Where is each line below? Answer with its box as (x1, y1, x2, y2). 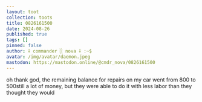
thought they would (6, 89, 55, 96)
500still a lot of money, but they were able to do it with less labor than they (6, 82, 192, 89)
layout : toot (6, 8, 39, 15)
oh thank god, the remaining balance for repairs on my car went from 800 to (6, 76, 196, 83)
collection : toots (6, 14, 53, 21)
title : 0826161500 (6, 20, 53, 26)
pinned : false (6, 43, 42, 49)
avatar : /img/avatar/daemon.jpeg (6, 54, 91, 60)
